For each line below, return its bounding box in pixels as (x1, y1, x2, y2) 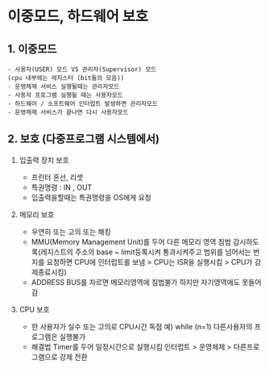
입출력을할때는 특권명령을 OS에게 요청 (31, 192, 152, 202)
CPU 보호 (19, 304, 50, 314)
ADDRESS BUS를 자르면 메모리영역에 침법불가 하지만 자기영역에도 (31, 277, 241, 287)
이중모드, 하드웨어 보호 (7, 7, 149, 26)
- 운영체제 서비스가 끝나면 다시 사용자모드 (7, 108, 129, 116)
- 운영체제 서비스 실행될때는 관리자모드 (7, 82, 120, 90)
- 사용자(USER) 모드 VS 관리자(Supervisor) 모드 (7, 65, 157, 73)
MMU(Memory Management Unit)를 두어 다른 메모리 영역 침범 (31, 237, 231, 246)
